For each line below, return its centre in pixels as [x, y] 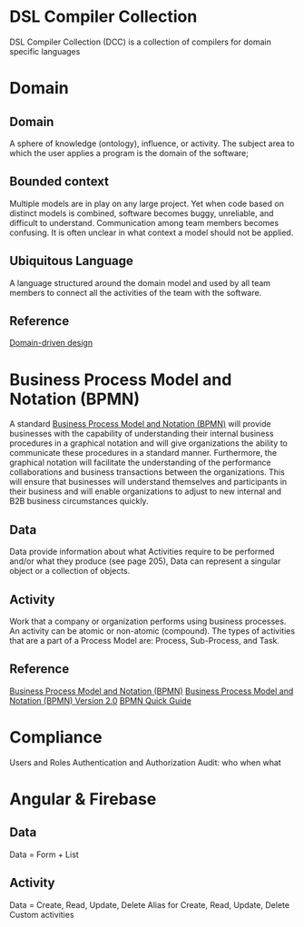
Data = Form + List [44, 854]
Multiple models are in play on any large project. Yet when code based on [147, 203]
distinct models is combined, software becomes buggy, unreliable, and [142, 213]
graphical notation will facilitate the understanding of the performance [140, 463]
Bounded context [59, 182]
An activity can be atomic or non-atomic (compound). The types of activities [152, 631]
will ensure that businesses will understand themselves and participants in [148, 482]
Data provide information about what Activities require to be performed [142, 552]
